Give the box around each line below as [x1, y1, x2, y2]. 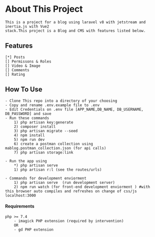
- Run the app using [5, 158, 48, 163]
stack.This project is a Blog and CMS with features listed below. [5, 28, 146, 33]
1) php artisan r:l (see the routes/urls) [14, 167, 102, 172]
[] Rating [5, 72, 26, 77]
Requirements [5, 203, 35, 209]
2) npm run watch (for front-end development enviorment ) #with [14, 184, 151, 189]
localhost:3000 [5, 193, 36, 198]
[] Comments [5, 67, 29, 72]
